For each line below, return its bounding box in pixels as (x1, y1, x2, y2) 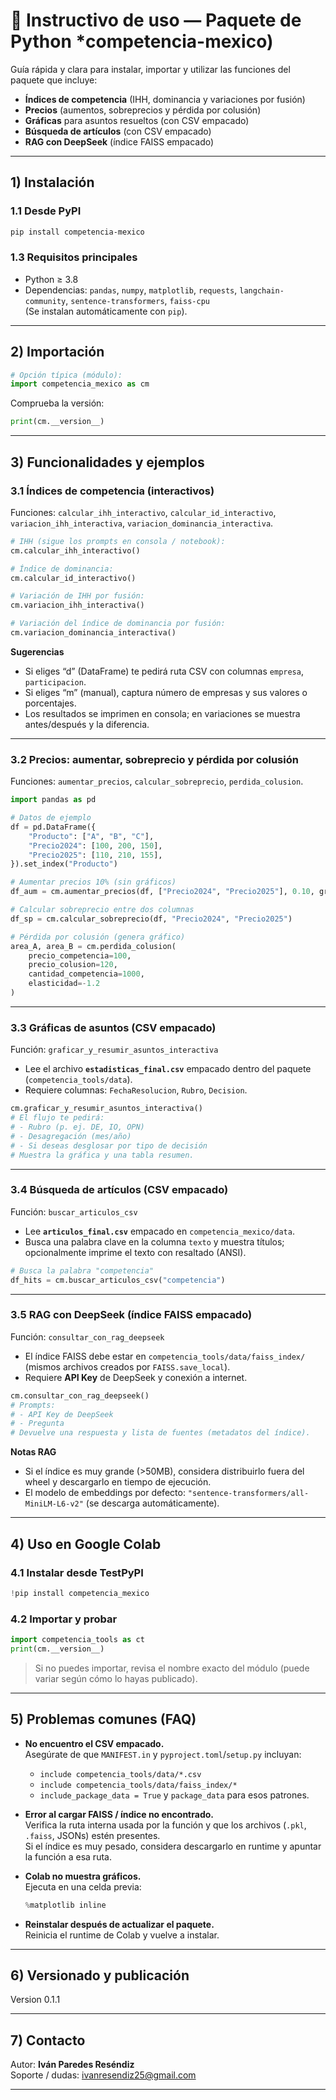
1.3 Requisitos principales (10, 250, 138, 264)
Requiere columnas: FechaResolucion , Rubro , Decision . (24, 1084, 248, 1096)
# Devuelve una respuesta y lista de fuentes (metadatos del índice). (10, 1428, 311, 1438)
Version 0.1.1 (10, 1994, 61, 2006)
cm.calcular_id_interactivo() (10, 573, 137, 583)
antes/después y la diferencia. (24, 718, 150, 730)
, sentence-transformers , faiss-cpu (65, 294, 210, 306)
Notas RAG (10, 1446, 57, 1458)
